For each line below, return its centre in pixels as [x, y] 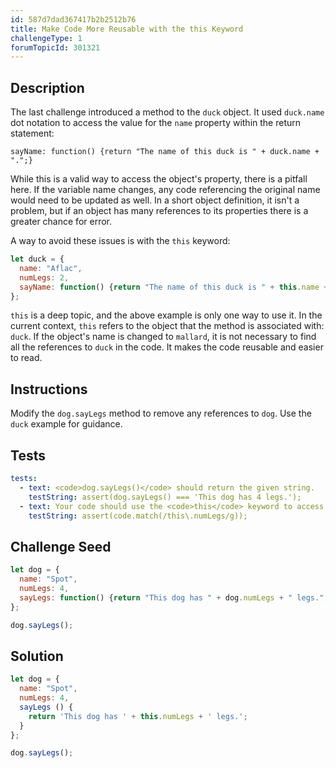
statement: [32, 133]
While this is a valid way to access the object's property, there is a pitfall [159, 179]
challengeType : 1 [46, 38]
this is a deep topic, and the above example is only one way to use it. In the [166, 315]
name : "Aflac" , [51, 268]
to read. [26, 358]
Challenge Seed [61, 546]
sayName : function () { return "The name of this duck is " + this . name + [174, 287]
